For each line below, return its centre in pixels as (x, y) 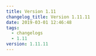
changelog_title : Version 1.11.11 (48, 17)
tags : (13, 28)
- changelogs (27, 33)
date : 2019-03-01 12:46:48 (39, 22)
